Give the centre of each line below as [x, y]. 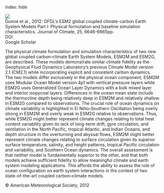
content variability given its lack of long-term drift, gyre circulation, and [77, 124]
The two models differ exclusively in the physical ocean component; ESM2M [82, 77]
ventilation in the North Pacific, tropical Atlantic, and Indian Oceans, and [78, 129]
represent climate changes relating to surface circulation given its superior [80, 139]
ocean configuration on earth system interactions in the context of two [76, 171]
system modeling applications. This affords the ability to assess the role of [80, 165]
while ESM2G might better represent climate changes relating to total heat [80, 119]
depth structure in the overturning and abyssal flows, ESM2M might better [80, 134]
